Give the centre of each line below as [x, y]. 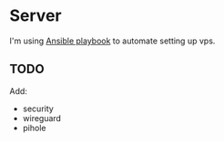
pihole [34, 128]
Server [36, 16]
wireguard [42, 118]
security [38, 109]
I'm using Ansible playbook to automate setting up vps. [112, 41]
